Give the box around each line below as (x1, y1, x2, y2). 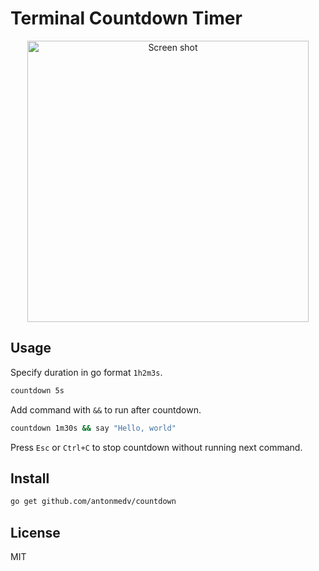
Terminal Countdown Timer (10, 7, 243, 30)
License (10, 524, 61, 541)
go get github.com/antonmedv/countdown (10, 497, 177, 507)
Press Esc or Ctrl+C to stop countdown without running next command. (10, 441, 303, 453)
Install (10, 470, 50, 487)
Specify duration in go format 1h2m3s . (10, 366, 163, 378)
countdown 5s (10, 385, 65, 396)
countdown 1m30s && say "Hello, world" (10, 423, 177, 433)
